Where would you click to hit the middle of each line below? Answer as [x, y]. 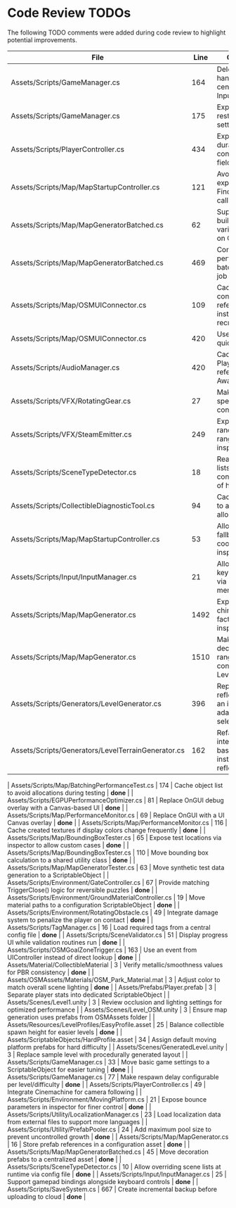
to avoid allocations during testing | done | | [70, 793]
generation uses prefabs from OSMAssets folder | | [81, 1017]
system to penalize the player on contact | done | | [80, 919]
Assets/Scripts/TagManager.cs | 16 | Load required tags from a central [109, 927]
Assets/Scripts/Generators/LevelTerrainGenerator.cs [98, 750]
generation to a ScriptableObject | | [58, 875]
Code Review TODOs [69, 13]
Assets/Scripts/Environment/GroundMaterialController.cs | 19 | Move [106, 897]
